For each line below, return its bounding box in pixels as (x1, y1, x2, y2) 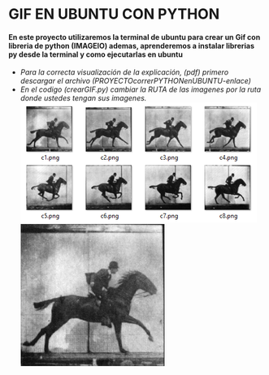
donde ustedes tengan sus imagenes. (20, 93, 147, 103)
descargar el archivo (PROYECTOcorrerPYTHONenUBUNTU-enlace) (20, 76, 252, 86)
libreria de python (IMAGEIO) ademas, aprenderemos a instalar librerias (8, 41, 254, 50)
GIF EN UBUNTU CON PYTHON (8, 5, 220, 24)
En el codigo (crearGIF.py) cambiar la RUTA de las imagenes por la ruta (20, 84, 262, 94)
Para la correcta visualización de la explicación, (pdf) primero (20, 67, 229, 77)
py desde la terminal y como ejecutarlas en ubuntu (8, 50, 183, 59)
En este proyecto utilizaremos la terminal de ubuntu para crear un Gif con (8, 32, 261, 41)
